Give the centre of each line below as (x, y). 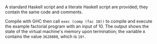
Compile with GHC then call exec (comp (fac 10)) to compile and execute (79, 21)
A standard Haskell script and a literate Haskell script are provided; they (77, 7)
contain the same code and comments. (44, 12)
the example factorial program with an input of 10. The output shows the (77, 26)
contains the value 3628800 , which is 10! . (46, 36)
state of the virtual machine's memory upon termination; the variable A (75, 31)
